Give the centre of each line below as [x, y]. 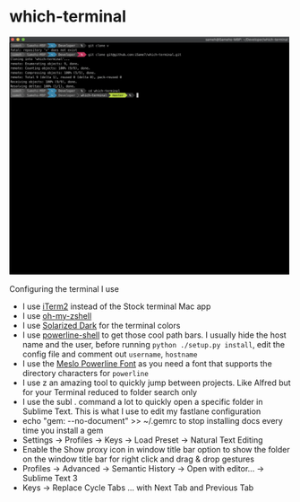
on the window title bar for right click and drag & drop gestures [138, 459]
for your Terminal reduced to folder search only [110, 392]
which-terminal [68, 17]
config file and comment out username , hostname [110, 354]
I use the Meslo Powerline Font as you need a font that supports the [147, 363]
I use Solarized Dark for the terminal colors [101, 325]
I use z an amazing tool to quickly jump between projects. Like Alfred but [156, 383]
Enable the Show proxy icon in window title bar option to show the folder [156, 449]
